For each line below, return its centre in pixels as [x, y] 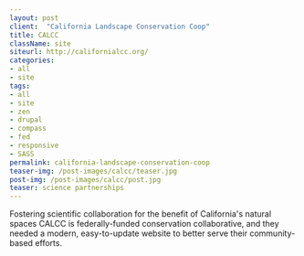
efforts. [48, 243]
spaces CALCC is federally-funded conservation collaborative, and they [145, 224]
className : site [40, 43]
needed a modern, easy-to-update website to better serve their [129, 233]
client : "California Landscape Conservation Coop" [110, 27]
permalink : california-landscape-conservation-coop [110, 162]
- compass [28, 129]
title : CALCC [34, 35]
